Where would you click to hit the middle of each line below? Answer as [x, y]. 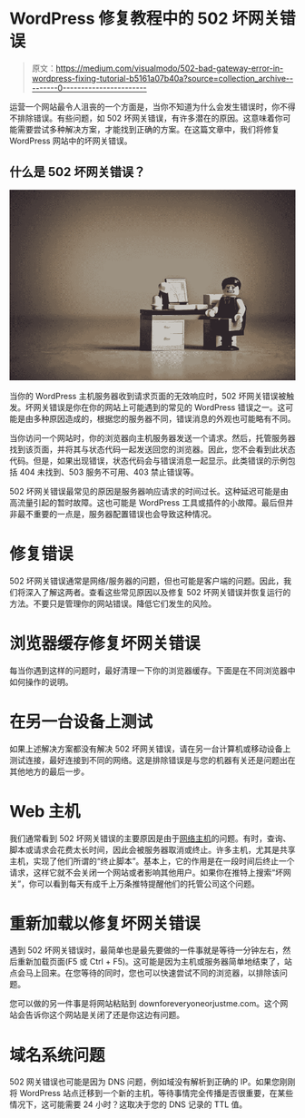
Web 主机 [45, 811]
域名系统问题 [58, 1055]
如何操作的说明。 [41, 682]
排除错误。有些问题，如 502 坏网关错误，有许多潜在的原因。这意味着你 [150, 118]
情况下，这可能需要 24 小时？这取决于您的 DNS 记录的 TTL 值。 [128, 1104]
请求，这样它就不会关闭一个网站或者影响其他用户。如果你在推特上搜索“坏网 [151, 872]
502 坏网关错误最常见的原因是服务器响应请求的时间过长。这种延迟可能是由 [149, 491]
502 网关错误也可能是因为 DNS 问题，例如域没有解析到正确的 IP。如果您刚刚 [152, 1082]
